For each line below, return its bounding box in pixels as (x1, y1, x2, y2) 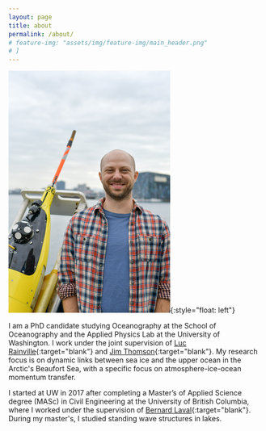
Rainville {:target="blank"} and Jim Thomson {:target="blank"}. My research (8, 347, 259, 357)
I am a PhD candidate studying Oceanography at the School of (8, 321, 217, 331)
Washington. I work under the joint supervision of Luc (8, 338, 188, 348)
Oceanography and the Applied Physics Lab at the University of (8, 329, 221, 339)
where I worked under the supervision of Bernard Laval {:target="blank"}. (8, 405, 251, 415)
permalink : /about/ (8, 30, 74, 38)
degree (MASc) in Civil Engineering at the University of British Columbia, (8, 396, 250, 407)
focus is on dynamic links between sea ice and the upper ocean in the (8, 355, 242, 365)
